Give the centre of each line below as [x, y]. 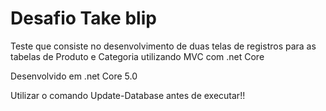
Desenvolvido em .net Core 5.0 [74, 76]
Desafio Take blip [83, 18]
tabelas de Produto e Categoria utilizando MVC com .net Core [137, 56]
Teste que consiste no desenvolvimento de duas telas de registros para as [163, 46]
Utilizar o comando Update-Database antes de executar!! [128, 95]
